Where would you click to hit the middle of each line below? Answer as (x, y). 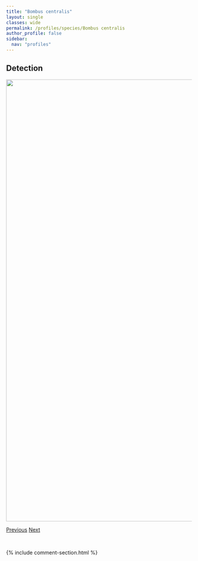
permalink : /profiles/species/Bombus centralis (66, 28)
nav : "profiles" (31, 45)
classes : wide (24, 22)
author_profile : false (34, 34)
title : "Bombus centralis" (39, 11)
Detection (24, 68)
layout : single (25, 17)
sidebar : (17, 39)
